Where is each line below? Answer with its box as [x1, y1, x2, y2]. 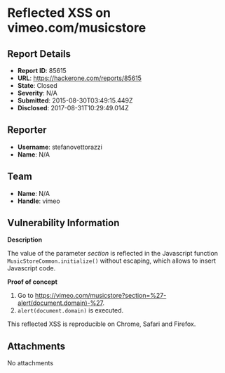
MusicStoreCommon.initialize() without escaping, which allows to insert [7, 256, 216, 265]
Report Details [7, 48, 71, 60]
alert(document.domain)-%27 [17, 299, 103, 307]
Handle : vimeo [17, 197, 61, 205]
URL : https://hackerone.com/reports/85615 [17, 74, 142, 82]
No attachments [7, 359, 54, 367]
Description [7, 235, 43, 244]
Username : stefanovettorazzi [17, 143, 103, 151]
